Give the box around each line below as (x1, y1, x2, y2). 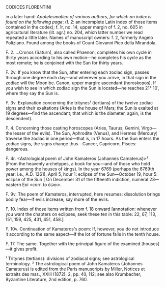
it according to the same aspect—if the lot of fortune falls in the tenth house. (5, 231, 160, 237)
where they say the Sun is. (5, 91, 59, 96)
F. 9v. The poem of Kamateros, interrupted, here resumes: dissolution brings (5, 191, 160, 197)
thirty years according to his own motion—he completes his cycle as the (5, 55, 152, 61)
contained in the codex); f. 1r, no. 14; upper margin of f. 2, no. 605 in (5, 24, 143, 30)
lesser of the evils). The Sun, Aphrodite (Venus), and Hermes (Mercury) (13, 130, 158, 136)
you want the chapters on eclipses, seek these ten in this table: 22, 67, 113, (5, 211, 157, 217)
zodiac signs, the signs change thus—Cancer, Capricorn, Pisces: (5, 141, 137, 147)
